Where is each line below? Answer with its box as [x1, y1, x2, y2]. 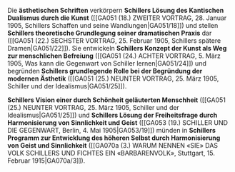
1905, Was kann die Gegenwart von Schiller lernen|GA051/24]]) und [7, 59, 207, 67]
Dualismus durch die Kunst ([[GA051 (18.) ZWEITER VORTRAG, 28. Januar [7, 14, 227, 22]
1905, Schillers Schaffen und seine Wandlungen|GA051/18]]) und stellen [7, 21, 219, 29]
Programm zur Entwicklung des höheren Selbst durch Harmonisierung [7, 133, 221, 142]
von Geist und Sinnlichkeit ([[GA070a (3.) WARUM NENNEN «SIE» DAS [7, 141, 219, 149]
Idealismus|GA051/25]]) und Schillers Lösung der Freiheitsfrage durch [7, 111, 218, 119]
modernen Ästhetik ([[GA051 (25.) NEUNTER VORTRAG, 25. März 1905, [7, 74, 219, 83]
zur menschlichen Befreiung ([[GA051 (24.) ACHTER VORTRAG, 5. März [7, 51, 221, 60]
